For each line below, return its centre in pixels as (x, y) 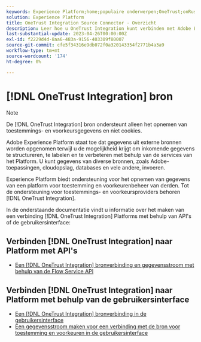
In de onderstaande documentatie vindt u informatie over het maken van (95, 210)
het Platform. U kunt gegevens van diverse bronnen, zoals (78, 161)
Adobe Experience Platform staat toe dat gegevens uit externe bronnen (94, 142)
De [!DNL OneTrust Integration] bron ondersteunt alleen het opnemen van (97, 124)
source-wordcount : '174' (37, 56)
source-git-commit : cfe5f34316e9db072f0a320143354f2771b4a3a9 (85, 45)
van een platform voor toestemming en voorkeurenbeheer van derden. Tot (98, 186)
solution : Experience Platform (45, 17)
